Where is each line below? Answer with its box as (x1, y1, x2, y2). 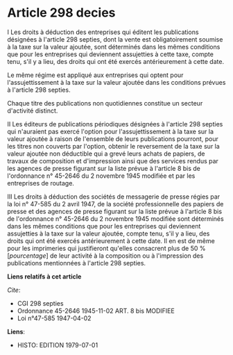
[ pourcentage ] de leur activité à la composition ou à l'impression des (7, 251, 204, 260)
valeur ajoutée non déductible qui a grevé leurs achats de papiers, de (7, 149, 205, 158)
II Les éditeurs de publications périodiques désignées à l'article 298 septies (7, 119, 223, 128)
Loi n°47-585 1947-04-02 (17, 314, 92, 322)
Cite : (7, 286, 21, 294)
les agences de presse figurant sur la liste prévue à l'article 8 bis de (7, 164, 201, 172)
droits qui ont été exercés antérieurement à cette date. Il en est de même (7, 236, 215, 245)
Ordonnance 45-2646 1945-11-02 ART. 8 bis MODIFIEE (17, 306, 175, 315)
